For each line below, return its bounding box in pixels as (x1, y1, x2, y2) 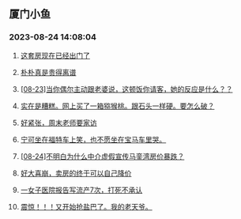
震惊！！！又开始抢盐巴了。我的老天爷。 (20, 202, 153, 211)
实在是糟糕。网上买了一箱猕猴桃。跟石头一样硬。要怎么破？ (20, 101, 215, 111)
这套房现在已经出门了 (20, 51, 90, 60)
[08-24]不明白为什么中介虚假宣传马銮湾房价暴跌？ (20, 151, 185, 160)
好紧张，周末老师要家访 (20, 118, 97, 127)
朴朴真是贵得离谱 (20, 67, 77, 77)
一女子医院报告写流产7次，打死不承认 (20, 185, 143, 194)
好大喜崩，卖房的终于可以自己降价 (20, 168, 132, 178)
